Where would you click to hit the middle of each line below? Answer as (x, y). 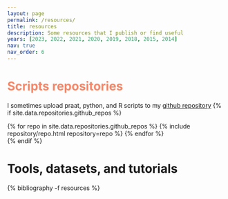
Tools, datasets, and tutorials (93, 169)
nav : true (21, 46)
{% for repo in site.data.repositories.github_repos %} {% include (99, 126)
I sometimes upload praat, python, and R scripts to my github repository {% (114, 105)
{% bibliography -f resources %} (54, 188)
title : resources (32, 26)
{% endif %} (25, 141)
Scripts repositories (65, 86)
